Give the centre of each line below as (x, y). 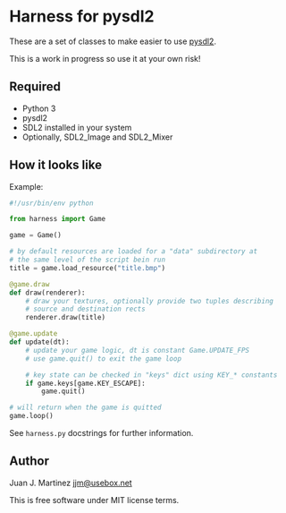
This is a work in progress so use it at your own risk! (105, 58)
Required (35, 87)
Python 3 (39, 108)
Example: (26, 186)
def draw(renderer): (48, 293)
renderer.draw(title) (65, 318)
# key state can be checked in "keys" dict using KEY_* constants (151, 375)
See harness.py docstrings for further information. (101, 433)
